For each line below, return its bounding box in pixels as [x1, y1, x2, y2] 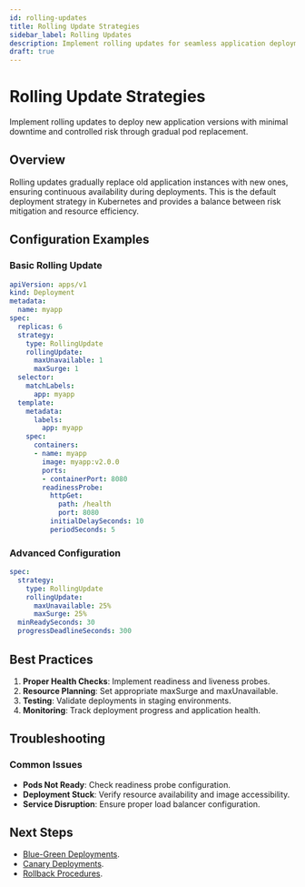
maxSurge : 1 [33, 365, 79, 374]
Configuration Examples [9, 232, 150, 247]
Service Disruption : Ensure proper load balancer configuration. [22, 798, 261, 810]
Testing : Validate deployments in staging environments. [22, 695, 231, 706]
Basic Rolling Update [9, 259, 103, 272]
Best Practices [9, 651, 93, 667]
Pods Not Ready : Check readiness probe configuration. [22, 779, 231, 790]
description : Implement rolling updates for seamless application [9, 38, 266, 48]
